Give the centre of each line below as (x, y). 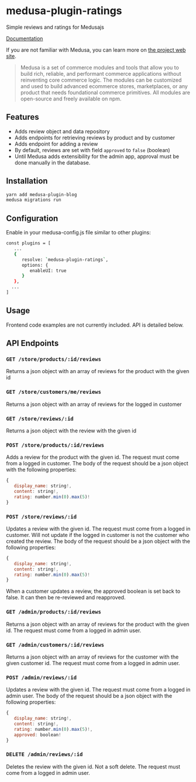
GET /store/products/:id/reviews (54, 359)
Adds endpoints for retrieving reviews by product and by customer (95, 137)
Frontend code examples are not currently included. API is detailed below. (95, 325)
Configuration (32, 218)
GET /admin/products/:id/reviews (54, 612)
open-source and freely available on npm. (71, 99)
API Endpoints (32, 343)
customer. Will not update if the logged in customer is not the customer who (98, 535)
